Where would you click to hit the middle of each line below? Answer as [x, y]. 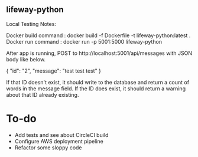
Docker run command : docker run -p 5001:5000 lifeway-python [84, 41]
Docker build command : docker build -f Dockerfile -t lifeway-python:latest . [98, 35]
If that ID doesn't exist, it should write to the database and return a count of [98, 82]
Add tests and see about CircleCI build [61, 135]
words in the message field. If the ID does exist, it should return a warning [96, 89]
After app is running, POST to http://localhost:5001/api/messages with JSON [99, 53]
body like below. [26, 59]
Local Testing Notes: [31, 24]
